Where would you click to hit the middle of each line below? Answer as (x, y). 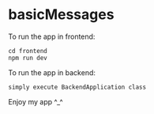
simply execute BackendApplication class (77, 87)
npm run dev (28, 58)
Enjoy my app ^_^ (36, 101)
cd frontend (28, 51)
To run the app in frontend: (52, 36)
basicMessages (61, 15)
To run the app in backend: (52, 72)
